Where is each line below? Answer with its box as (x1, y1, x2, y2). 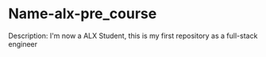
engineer (8, 39, 38, 48)
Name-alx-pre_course (8, 5, 157, 23)
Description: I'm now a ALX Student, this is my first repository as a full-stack (8, 31, 258, 40)
